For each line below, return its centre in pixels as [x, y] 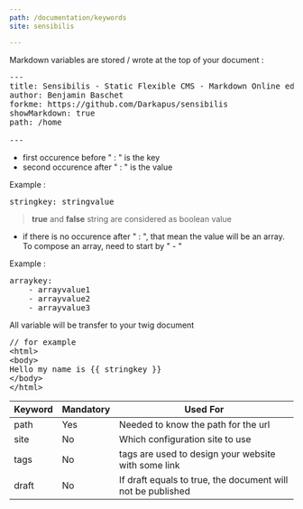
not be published [155, 491]
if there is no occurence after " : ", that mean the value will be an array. [154, 236]
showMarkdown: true [52, 113]
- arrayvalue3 [60, 307]
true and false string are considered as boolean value [131, 218]
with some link [149, 465]
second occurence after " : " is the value [97, 167]
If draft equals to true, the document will [203, 479]
